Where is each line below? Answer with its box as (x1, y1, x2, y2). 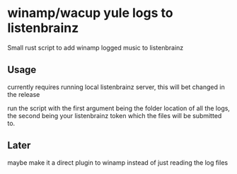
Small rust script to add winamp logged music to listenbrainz (7, 43, 184, 52)
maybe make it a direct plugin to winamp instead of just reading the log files (7, 158, 229, 167)
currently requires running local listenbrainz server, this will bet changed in (7, 83, 225, 91)
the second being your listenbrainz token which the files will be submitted (7, 111, 222, 120)
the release (7, 90, 40, 98)
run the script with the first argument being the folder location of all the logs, (7, 104, 230, 112)
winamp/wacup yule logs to (7, 5, 173, 21)
